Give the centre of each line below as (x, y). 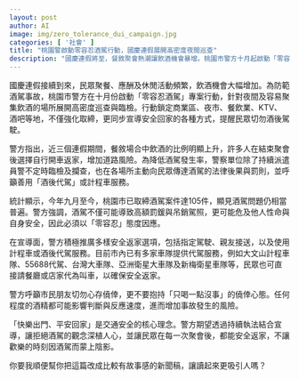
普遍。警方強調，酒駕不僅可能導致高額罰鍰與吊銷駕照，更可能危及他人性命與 (149, 212)
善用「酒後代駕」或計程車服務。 (75, 182)
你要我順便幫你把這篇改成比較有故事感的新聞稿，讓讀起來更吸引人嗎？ (138, 365)
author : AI (29, 26)
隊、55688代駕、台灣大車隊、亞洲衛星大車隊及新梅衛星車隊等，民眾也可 (142, 264)
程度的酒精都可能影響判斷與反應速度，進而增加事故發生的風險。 (126, 305)
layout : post (33, 17)
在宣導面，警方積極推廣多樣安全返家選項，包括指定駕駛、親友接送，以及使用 (149, 242)
